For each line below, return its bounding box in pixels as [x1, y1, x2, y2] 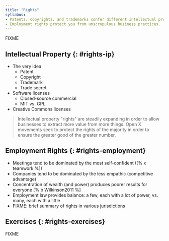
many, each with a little [12, 197, 60, 203]
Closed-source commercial [20, 95, 77, 101]
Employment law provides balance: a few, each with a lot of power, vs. [12, 192, 158, 198]
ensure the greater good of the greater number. [17, 132, 116, 138]
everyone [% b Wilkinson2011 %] [12, 187, 81, 193]
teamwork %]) [12, 165, 43, 171]
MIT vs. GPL [20, 101, 46, 107]
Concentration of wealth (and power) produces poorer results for [12, 181, 147, 187]
